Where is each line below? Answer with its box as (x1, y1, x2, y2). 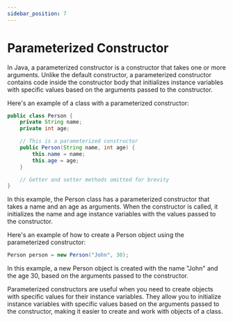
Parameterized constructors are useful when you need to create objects (7, 285, 214, 293)
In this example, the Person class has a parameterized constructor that (7, 195, 210, 204)
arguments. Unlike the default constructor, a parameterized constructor (7, 70, 212, 79)
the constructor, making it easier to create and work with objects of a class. (7, 307, 223, 316)
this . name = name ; (32, 150, 86, 157)
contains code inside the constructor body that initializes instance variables (7, 78, 224, 86)
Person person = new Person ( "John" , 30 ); (7, 252, 129, 259)
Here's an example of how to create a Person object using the (7, 231, 184, 239)
